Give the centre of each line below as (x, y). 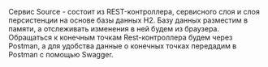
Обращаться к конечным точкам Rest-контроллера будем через (121, 37)
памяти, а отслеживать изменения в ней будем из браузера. (114, 29)
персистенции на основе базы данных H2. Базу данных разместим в (128, 20)
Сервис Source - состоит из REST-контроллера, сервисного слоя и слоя (134, 12)
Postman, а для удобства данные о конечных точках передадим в (123, 46)
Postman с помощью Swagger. (61, 54)
